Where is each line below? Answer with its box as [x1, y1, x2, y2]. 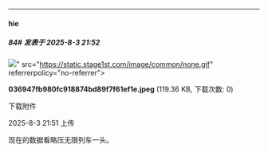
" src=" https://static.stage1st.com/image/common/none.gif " [16, 59, 214, 68]
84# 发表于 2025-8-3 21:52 [8, 37, 100, 48]
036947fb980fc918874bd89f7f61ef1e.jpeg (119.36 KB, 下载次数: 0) [8, 84, 234, 94]
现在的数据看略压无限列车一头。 [8, 134, 113, 144]
